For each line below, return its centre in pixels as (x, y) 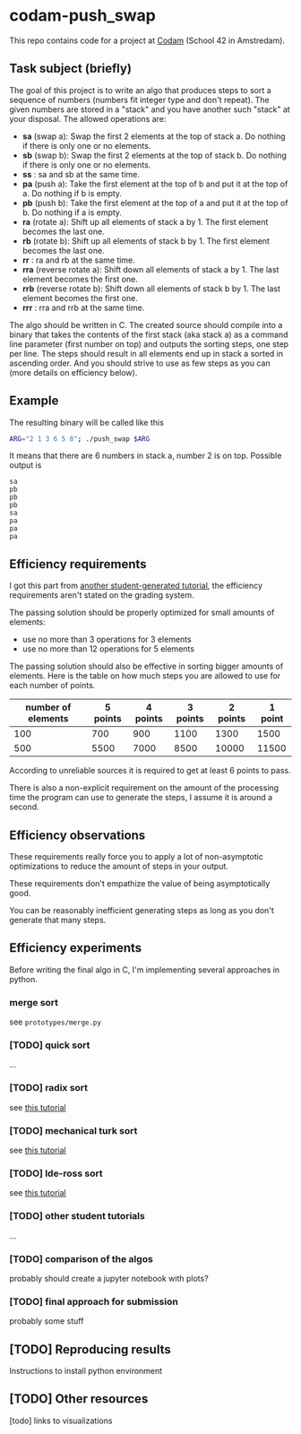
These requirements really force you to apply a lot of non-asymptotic (137, 857)
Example (34, 401)
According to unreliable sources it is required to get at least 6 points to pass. (150, 771)
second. (24, 807)
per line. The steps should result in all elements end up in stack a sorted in (146, 353)
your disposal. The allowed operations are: (88, 118)
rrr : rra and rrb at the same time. (83, 307)
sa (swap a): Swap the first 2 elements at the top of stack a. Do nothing (154, 136)
